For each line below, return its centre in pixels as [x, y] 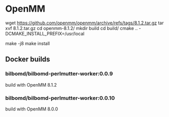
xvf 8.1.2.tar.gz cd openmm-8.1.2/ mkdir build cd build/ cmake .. [72, 28]
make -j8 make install [27, 43]
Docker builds [28, 60]
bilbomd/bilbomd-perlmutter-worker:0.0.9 [59, 74]
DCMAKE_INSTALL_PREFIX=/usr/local [45, 33]
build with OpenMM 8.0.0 [32, 109]
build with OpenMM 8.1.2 [31, 85]
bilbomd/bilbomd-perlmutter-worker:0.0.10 [60, 98]
